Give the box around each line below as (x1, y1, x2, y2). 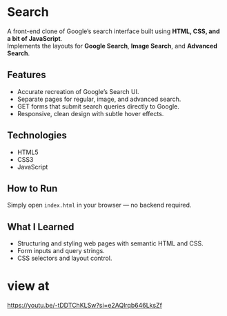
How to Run (7, 183, 58, 194)
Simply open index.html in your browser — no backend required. (7, 201, 192, 210)
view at (7, 278, 50, 294)
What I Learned (7, 221, 75, 232)
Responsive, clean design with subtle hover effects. (17, 109, 164, 118)
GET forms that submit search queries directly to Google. (17, 102, 179, 111)
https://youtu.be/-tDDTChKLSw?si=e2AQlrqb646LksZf (7, 301, 162, 310)
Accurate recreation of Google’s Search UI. (17, 87, 139, 95)
